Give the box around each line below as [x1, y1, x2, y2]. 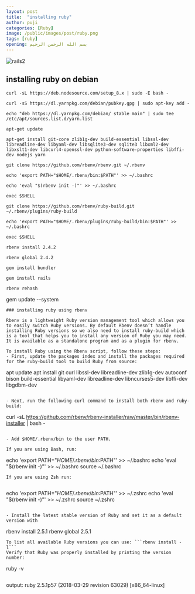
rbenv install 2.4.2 [6, 244, 57, 250]
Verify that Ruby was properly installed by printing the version [6, 549, 172, 555]
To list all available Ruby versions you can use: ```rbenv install [6, 539, 177, 545]
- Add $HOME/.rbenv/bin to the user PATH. [6, 436, 111, 442]
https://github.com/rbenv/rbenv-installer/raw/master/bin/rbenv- [26, 413, 180, 420]
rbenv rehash [6, 286, 38, 291]
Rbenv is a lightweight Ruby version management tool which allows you [6, 317, 184, 323]
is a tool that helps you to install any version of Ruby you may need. [6, 333, 187, 338]
